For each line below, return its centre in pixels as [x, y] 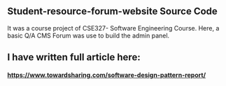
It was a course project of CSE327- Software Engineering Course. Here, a [113, 28]
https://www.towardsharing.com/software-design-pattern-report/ [107, 75]
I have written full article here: [74, 57]
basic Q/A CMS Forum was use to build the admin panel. [89, 35]
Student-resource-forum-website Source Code [113, 11]
